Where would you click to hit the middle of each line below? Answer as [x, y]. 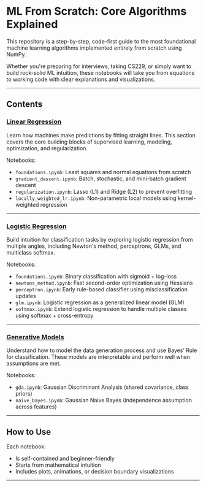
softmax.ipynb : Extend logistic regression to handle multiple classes [101, 309]
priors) [24, 394]
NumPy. [16, 54]
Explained [32, 24]
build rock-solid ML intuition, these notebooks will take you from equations [101, 72]
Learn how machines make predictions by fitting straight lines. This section [101, 135]
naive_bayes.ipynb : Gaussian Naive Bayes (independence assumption [103, 401]
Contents [25, 105]
